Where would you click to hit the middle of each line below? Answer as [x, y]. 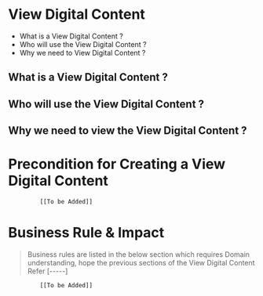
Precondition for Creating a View [117, 164]
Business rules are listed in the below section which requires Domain [138, 254]
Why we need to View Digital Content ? [82, 52]
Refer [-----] [47, 271]
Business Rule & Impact [86, 233]
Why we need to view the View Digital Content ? [128, 131]
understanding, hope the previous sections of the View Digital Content [141, 262]
